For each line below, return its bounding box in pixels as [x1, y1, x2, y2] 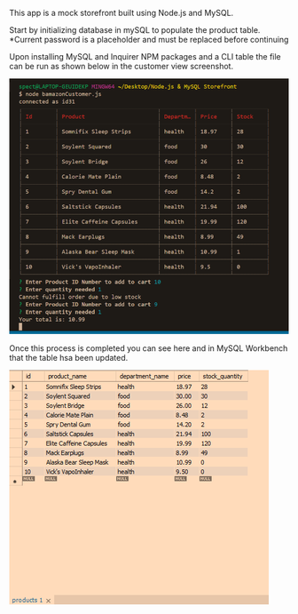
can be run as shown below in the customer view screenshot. [9, 61, 233, 71]
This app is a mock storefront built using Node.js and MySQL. [9, 8, 234, 18]
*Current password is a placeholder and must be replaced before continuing [9, 35, 289, 44]
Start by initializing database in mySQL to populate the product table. [9, 25, 261, 35]
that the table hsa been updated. [9, 353, 129, 363]
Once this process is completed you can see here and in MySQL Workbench [9, 343, 288, 354]
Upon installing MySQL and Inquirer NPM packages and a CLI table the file [9, 52, 281, 61]
